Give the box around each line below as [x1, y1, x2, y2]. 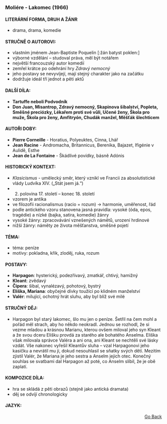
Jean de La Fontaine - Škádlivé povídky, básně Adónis [12, 152, 125, 158]
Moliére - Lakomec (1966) [5, 4, 69, 11]
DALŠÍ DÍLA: [5, 87, 31, 93]
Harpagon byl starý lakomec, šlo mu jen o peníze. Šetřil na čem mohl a [12, 316, 157, 322]
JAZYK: [5, 403, 22, 409]
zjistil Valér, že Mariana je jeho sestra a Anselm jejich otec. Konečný [12, 353, 151, 359]
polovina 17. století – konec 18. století [19, 191, 95, 197]
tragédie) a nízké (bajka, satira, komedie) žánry [12, 212, 109, 217]
